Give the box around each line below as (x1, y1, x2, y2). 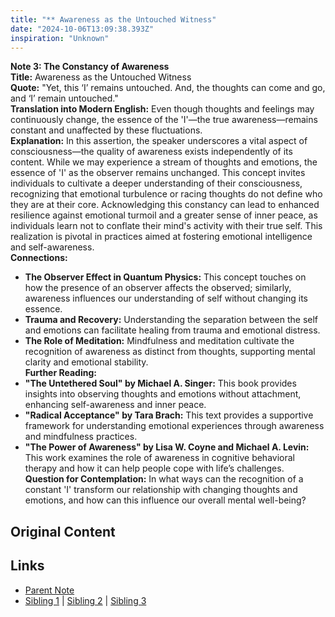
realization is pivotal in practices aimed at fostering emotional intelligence (10, 231, 313, 243)
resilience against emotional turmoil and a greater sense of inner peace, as (10, 209, 318, 221)
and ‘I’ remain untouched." (10, 92, 119, 105)
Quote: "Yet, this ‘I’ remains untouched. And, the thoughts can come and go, (10, 82, 326, 94)
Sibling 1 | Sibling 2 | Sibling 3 (24, 594, 147, 606)
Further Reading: (24, 367, 97, 379)
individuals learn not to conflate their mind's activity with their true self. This (10, 220, 323, 232)
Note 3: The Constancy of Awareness (10, 61, 170, 73)
